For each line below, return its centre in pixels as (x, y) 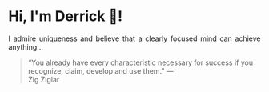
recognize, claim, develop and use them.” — (100, 70)
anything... (26, 46)
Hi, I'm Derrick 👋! (65, 16)
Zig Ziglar (44, 79)
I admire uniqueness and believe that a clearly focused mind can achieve (134, 38)
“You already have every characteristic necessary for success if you (141, 62)
